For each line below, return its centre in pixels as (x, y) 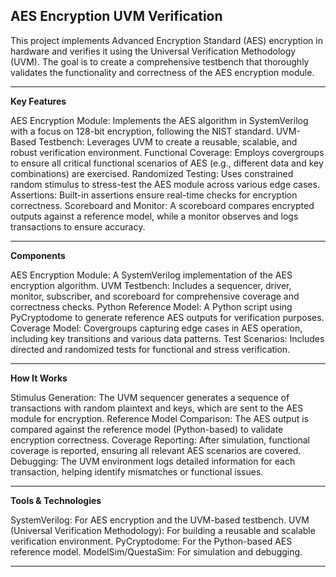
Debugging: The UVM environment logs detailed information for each (153, 461)
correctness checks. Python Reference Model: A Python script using (151, 306)
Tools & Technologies (56, 500)
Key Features (38, 101)
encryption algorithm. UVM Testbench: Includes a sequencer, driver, (151, 285)
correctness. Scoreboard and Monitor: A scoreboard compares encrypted (162, 205)
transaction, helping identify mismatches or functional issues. (137, 471)
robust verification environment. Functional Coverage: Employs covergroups (167, 152)
